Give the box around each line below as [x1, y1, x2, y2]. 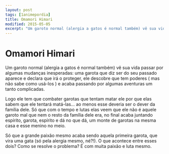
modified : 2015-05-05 [5, 21, 51, 27]
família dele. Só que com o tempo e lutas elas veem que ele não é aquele [5, 107, 157, 113]
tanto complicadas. [5, 86, 45, 92]
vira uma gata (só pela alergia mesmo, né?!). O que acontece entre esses [5, 138, 157, 144]
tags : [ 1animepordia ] [5, 12, 51, 17]
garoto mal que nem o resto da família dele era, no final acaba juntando [5, 112, 153, 118]
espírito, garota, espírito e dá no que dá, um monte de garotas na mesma [5, 117, 156, 124]
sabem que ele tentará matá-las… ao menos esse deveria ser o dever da [5, 101, 155, 108]
